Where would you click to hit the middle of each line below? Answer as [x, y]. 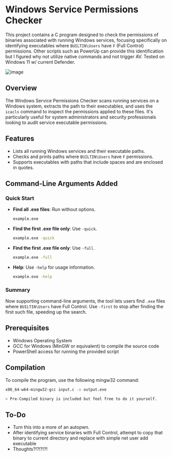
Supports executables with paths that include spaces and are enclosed [88, 162]
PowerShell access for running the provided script [66, 351]
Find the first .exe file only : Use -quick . [55, 229]
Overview [21, 88]
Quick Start [20, 198]
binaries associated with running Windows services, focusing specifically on [86, 40]
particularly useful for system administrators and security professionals [81, 117]
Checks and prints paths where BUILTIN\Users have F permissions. [83, 156]
